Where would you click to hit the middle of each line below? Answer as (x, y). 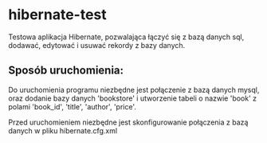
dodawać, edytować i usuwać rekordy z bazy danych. (97, 45)
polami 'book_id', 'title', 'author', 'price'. (73, 106)
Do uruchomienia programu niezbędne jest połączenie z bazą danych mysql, (134, 89)
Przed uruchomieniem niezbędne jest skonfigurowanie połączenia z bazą (128, 122)
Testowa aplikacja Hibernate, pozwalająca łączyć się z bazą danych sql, (126, 37)
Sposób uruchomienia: (66, 71)
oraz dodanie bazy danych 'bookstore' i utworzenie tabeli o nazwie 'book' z (133, 98)
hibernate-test (57, 15)
